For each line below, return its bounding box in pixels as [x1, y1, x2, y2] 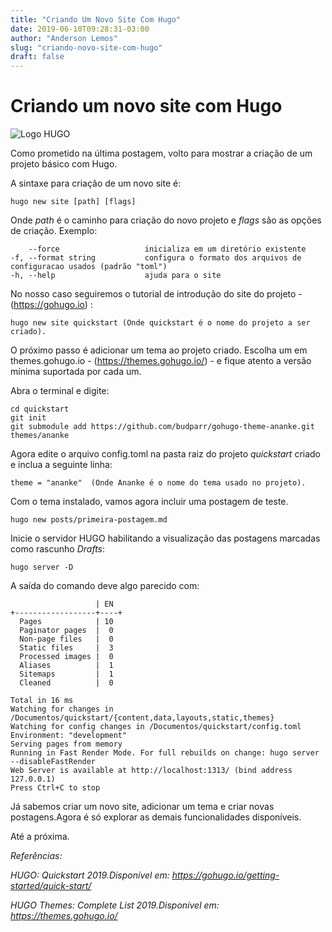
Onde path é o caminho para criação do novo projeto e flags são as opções [10, 214, 322, 226]
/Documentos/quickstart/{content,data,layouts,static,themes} [10, 713, 275, 723]
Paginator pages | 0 [19, 626, 114, 636]
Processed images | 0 [19, 652, 114, 662]
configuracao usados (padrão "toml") [10, 262, 168, 272]
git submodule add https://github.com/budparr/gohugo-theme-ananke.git [10, 422, 315, 432]
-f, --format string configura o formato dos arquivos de [10, 253, 302, 263]
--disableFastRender [10, 757, 97, 767]
